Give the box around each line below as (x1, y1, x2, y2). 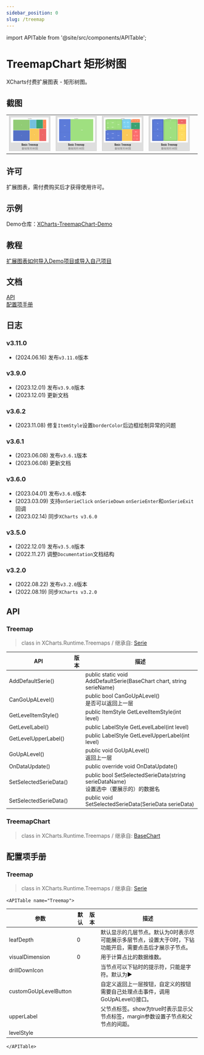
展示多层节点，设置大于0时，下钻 (111, 936, 195, 943)
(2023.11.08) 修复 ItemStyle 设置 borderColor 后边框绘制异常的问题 (15, 421, 176, 429)
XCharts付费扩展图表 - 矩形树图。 (6, 78, 91, 85)
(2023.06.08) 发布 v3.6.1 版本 (15, 452, 88, 459)
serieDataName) (85, 778, 126, 785)
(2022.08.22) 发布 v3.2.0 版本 (15, 581, 88, 588)
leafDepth (8, 936, 34, 943)
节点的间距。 (100, 1020, 133, 1028)
